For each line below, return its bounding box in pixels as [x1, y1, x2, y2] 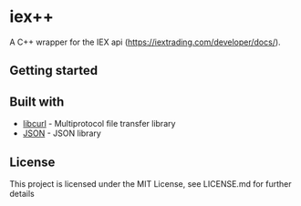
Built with [9, 94, 65, 109]
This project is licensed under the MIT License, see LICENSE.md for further [9, 178, 292, 189]
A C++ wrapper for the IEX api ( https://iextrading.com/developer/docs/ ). [9, 36, 281, 47]
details [9, 188, 35, 199]
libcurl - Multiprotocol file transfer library [22, 118, 176, 129]
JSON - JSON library [22, 128, 102, 139]
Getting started [9, 63, 99, 78]
